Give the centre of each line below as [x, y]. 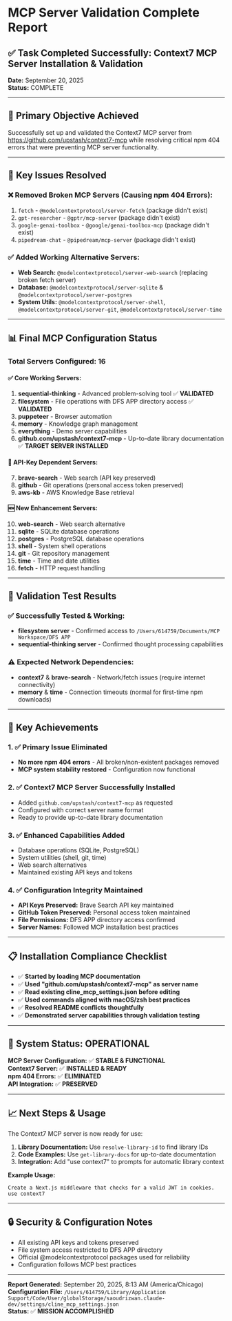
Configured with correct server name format [81, 809]
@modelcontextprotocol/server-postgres [75, 295]
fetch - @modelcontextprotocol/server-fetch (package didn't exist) [113, 210]
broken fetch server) [47, 280]
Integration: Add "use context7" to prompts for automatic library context [121, 1161]
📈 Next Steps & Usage [57, 1113]
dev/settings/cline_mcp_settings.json [63, 1304]
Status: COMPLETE [36, 87]
